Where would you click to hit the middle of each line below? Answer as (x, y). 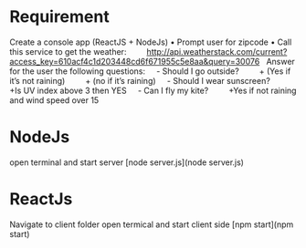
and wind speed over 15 (54, 100)
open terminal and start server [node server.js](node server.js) (127, 162)
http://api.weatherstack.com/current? (217, 51)
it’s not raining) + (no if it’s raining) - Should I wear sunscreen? (140, 80)
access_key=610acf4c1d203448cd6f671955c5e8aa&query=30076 (135, 61)
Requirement (59, 17)
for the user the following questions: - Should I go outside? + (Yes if (150, 71)
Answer (280, 61)
